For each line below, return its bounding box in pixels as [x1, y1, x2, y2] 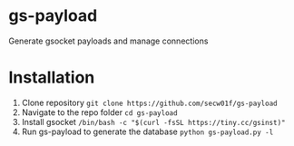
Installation [8, 67, 95, 88]
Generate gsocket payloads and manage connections [8, 35, 209, 46]
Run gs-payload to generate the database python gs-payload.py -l [21, 126, 274, 137]
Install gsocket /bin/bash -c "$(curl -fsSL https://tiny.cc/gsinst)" [21, 116, 286, 127]
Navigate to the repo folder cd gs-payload [21, 106, 178, 118]
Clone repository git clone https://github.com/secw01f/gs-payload [21, 97, 278, 108]
